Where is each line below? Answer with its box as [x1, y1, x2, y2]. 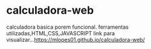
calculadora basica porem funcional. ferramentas [6, 23, 129, 30]
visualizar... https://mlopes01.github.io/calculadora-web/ [6, 36, 145, 43]
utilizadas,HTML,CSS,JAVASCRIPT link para [6, 29, 115, 36]
